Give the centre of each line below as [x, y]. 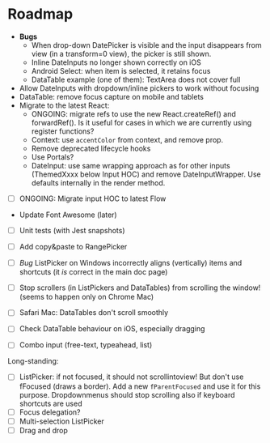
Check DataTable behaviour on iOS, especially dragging [112, 329]
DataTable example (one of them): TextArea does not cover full [136, 79]
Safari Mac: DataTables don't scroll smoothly [94, 313]
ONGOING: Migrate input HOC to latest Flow [93, 198]
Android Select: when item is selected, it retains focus [121, 70]
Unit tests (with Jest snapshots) [72, 230]
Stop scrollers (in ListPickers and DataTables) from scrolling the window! [140, 288]
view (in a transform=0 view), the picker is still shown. [121, 53]
